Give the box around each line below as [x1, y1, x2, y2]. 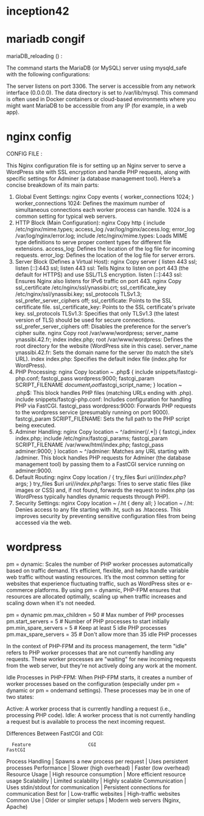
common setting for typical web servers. [15, 212, 117, 220]
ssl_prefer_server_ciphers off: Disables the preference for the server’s [15, 323, 191, 330]
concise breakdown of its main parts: [6, 181, 99, 189]
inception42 [6, 4, 69, 18]
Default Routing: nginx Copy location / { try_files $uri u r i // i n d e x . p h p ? [15, 473, 186, 480]
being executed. [15, 421, 56, 428]
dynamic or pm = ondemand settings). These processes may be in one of [6, 687, 191, 694]
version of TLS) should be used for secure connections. [15, 316, 155, 324]
